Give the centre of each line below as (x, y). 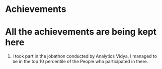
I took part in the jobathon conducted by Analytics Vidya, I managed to (85, 56)
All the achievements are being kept (81, 32)
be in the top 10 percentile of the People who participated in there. (80, 62)
